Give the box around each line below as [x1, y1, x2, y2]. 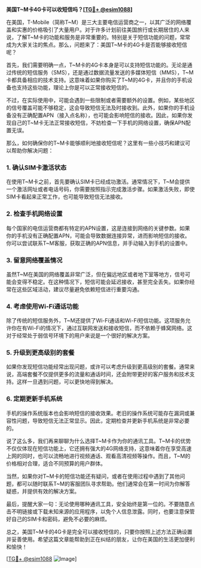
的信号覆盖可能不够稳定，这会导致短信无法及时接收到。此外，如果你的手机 [6, 104, 190, 111]
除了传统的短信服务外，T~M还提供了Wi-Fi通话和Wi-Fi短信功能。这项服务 [6, 317, 185, 324]
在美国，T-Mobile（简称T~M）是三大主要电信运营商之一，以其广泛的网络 [6, 19, 187, 26]
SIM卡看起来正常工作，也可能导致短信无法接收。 [6, 193, 126, 201]
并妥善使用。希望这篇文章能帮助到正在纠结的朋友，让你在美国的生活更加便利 [6, 536, 195, 543]
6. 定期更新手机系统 [6, 394, 63, 403]
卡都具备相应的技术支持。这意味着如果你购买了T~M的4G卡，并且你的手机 [6, 76, 187, 83]
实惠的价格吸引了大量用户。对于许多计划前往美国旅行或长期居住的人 [16, 26, 184, 33]
